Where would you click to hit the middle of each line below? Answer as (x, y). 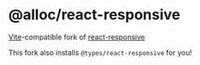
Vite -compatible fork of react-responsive (77, 37)
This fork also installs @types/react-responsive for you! (100, 52)
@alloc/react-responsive (94, 15)
